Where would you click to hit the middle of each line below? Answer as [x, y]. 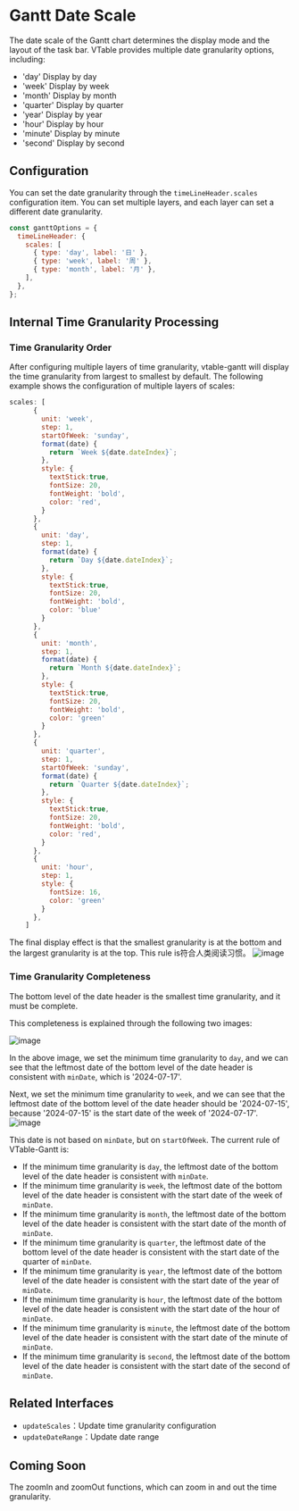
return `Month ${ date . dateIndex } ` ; [115, 668]
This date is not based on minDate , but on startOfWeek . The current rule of [145, 1140]
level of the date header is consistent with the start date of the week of [152, 1195]
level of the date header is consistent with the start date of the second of [156, 1365]
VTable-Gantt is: [39, 1149]
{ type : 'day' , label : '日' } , [91, 253]
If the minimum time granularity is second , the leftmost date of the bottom [156, 1356]
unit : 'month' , [70, 643]
